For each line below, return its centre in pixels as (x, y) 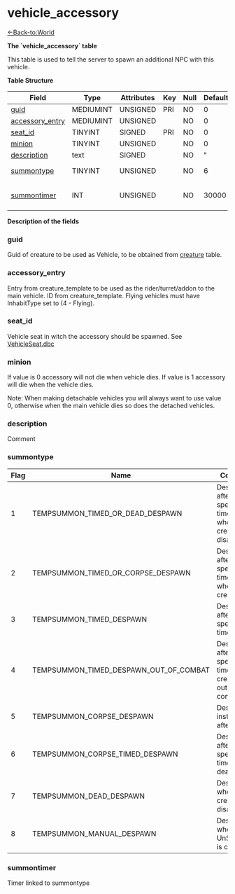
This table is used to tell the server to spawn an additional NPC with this (111, 59)
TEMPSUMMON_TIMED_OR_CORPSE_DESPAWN (112, 573)
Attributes (138, 97)
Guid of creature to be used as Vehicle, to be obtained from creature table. (115, 255)
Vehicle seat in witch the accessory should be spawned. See (95, 336)
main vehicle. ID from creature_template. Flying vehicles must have (104, 295)
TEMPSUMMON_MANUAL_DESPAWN (94, 833)
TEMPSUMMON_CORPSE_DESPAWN (93, 716)
